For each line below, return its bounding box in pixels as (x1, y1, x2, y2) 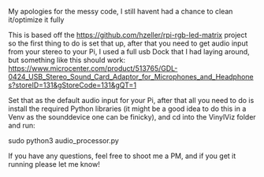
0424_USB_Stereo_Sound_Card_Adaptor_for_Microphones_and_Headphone (8, 72, 254, 81)
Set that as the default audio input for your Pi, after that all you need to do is (8, 96, 255, 105)
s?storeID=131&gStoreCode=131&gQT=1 (8, 80, 136, 90)
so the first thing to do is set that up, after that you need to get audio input (8, 39, 248, 48)
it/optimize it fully (8, 15, 65, 24)
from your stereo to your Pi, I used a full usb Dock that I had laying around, (8, 47, 250, 56)
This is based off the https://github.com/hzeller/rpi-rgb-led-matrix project (8, 31, 247, 39)
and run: (8, 121, 35, 130)
